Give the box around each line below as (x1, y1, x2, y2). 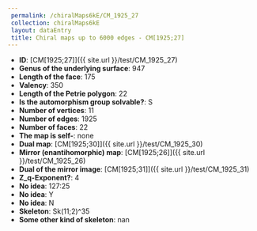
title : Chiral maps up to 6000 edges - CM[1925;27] (10, 33, 185, 42)
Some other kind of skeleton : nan (18, 215, 130, 225)
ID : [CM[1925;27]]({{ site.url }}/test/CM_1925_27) (18, 55, 179, 65)
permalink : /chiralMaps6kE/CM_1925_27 (10, 11, 139, 20)
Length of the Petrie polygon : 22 (18, 89, 128, 99)
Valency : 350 (18, 81, 64, 90)
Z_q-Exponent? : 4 (18, 173, 80, 183)
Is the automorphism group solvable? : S (18, 97, 153, 107)
